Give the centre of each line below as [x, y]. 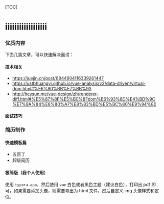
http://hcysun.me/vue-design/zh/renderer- [55, 94]
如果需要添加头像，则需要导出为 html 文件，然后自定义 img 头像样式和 [84, 190]
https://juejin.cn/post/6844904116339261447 [58, 78]
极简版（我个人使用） [26, 173]
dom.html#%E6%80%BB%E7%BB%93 [52, 88]
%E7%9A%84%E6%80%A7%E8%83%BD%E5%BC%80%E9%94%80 [84, 104]
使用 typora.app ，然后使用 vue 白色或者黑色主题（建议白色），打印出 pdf [78, 184]
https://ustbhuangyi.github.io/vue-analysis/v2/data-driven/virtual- [79, 83]
